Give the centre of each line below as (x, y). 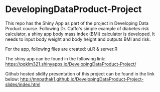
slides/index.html (23, 84)
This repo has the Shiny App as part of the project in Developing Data (77, 23)
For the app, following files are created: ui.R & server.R (61, 49)
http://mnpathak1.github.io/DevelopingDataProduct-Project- (82, 79)
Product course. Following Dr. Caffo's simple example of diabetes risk (77, 28)
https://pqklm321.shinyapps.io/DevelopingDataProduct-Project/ (71, 64)
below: (12, 79)
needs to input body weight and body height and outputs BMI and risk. (78, 39)
